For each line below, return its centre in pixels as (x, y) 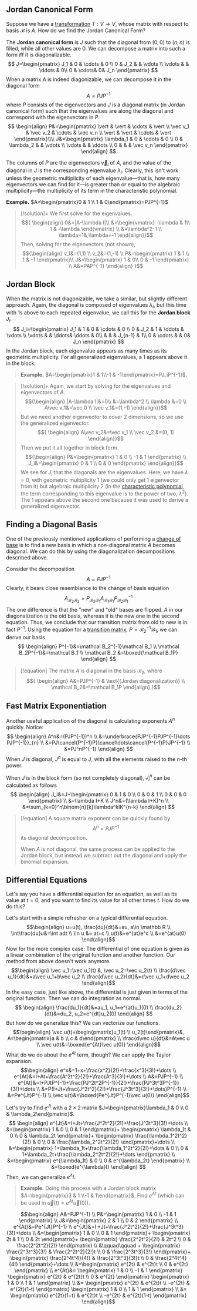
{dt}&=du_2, (59, 1014)
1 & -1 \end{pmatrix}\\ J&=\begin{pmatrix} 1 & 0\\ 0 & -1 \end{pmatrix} (106, 260)
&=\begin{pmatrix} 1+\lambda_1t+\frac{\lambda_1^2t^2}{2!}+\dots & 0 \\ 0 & (98, 1148)
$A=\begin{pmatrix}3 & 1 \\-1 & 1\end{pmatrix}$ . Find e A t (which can (102, 1195)
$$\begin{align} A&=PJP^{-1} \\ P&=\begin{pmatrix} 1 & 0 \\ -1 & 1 (98, 1214)
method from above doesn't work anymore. (59, 961)
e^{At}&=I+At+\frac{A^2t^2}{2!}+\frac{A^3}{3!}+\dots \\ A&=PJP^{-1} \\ (98, 1077)
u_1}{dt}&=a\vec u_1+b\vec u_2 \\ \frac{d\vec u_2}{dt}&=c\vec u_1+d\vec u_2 (98, 977)
